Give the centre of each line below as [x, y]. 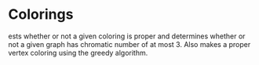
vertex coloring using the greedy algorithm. [78, 52]
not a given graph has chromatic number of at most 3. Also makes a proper [129, 44]
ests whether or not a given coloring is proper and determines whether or [127, 36]
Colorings [41, 14]
